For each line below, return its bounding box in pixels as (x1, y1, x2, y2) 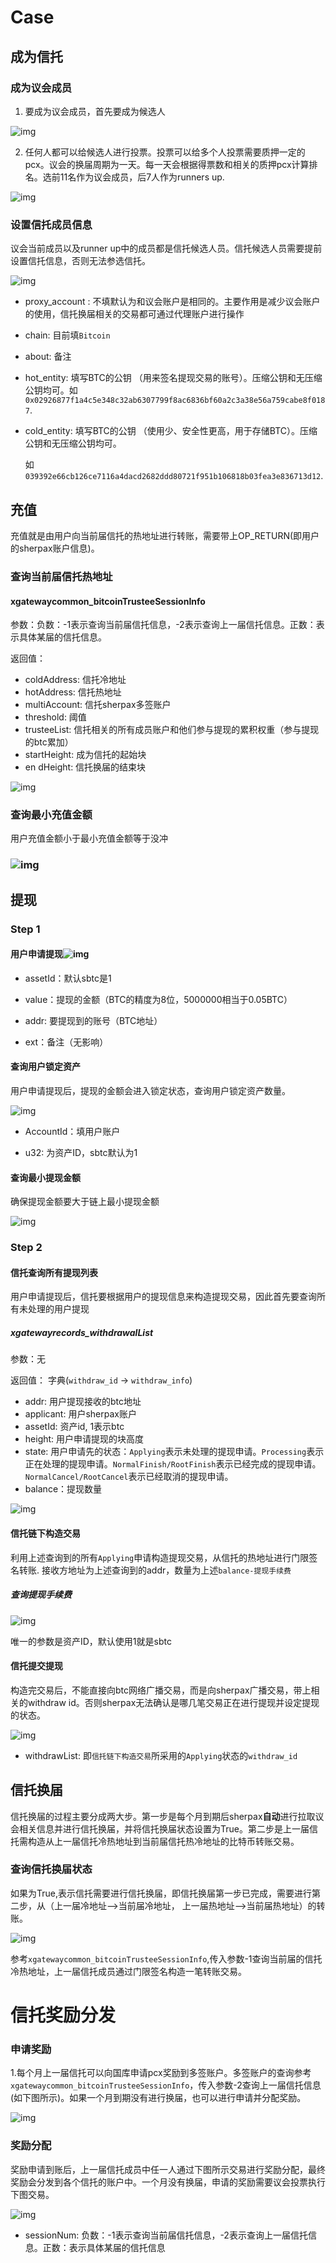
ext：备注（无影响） (24, 1036, 109, 1048)
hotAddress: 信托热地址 (24, 686, 122, 698)
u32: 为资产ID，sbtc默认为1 (24, 1147, 138, 1159)
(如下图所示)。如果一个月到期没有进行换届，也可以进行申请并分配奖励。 (10, 2092, 307, 2104)
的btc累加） (24, 736, 74, 748)
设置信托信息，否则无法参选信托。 (10, 255, 151, 267)
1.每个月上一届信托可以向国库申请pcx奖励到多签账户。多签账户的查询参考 (10, 2067, 312, 2079)
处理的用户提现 (27, 1303, 90, 1315)
